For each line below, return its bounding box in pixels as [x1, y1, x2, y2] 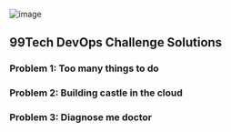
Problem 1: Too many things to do [9, 62, 159, 75]
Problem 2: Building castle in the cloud [9, 86, 184, 99]
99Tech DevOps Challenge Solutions [9, 35, 223, 50]
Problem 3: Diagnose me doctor [9, 111, 153, 124]
